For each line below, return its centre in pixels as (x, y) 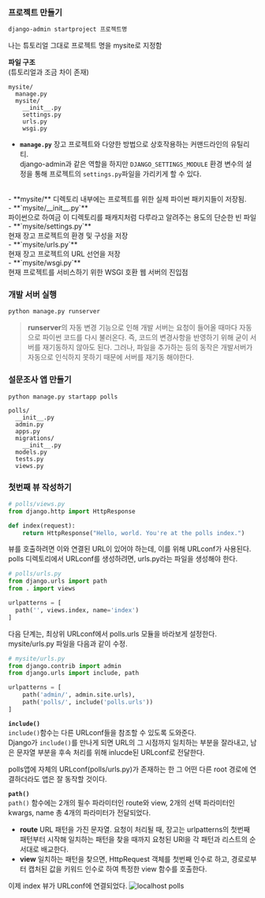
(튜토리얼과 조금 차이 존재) (49, 72)
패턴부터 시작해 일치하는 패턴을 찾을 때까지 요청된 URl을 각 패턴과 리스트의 (134, 839)
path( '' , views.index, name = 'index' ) (77, 610)
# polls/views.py (37, 504)
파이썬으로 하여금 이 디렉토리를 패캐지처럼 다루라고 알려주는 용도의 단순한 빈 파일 (132, 217)
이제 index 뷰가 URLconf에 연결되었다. (68, 885)
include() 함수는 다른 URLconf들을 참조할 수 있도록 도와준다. (103, 732)
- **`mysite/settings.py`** (50, 226)
